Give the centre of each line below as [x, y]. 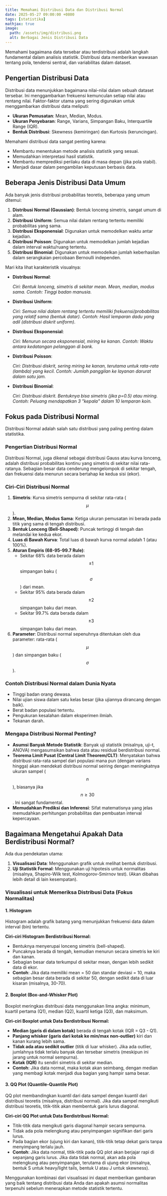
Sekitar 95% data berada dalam [52, 592]
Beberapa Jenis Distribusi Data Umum [65, 183]
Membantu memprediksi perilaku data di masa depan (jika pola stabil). [84, 162]
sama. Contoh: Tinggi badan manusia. [52, 292]
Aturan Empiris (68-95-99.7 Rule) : [49, 550]
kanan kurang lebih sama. [39, 1041]
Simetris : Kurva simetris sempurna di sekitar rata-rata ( [69, 497]
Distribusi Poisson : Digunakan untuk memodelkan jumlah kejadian [81, 241]
